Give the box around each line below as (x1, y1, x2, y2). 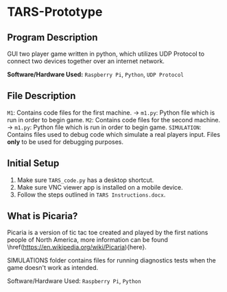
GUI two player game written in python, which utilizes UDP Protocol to (7, 49, 204, 58)
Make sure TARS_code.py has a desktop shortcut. (16, 176, 154, 184)
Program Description (7, 32, 98, 43)
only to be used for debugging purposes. (7, 137, 123, 146)
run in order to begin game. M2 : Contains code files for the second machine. (7, 115, 221, 124)
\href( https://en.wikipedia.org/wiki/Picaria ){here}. (7, 243, 147, 251)
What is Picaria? (7, 210, 78, 222)
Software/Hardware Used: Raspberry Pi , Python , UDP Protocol (7, 70, 184, 78)
